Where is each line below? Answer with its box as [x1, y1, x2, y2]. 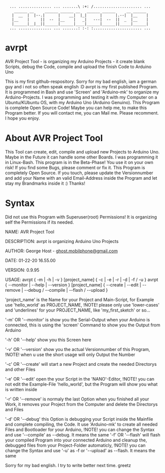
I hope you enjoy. [5, 115, 40, 121]
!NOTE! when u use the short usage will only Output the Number [5, 352, 135, 357]
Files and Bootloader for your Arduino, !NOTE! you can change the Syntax [5, 427, 155, 433]
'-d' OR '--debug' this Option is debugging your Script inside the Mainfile [5, 416, 154, 422]
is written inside [5, 386, 37, 392]
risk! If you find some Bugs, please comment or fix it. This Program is [5, 164, 145, 170]
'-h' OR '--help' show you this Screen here [5, 337, 92, 343]
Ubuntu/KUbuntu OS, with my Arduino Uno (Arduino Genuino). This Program [5, 99, 160, 105]
